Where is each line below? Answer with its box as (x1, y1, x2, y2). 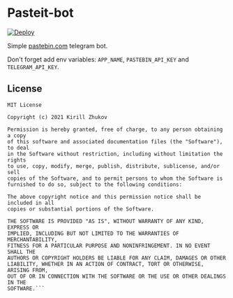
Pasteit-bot (7, 5, 74, 21)
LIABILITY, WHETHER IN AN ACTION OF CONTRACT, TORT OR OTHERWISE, (7, 260, 204, 267)
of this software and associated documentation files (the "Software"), (7, 138, 223, 145)
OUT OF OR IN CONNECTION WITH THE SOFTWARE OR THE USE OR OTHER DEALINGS (7, 273, 227, 280)
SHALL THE (7, 248, 36, 255)
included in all (7, 199, 54, 206)
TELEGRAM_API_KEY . (7, 62, 59, 71)
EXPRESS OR (7, 224, 39, 231)
